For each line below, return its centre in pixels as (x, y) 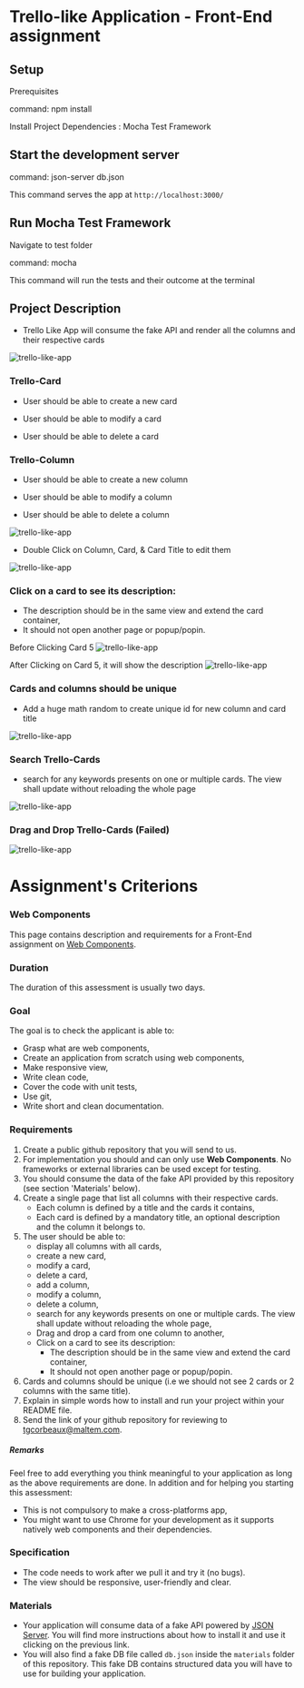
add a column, (63, 1284)
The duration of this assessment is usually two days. (108, 987)
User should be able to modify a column (97, 498)
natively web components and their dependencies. (117, 1529)
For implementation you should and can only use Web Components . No (157, 1159)
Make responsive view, (65, 1068)
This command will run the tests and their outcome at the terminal (132, 280)
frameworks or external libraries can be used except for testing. (142, 1169)
